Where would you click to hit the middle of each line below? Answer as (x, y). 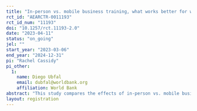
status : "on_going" (30, 39)
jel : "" (16, 45)
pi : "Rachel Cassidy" (33, 60)
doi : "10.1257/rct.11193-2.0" (43, 28)
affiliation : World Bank (47, 88)
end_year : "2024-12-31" (35, 55)
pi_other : (18, 66)
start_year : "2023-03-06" (38, 50)
